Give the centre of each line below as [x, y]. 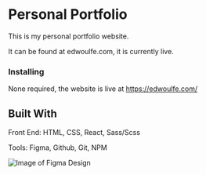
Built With [33, 113]
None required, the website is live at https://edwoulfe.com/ [103, 89]
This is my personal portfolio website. [69, 36]
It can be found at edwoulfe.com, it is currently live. [91, 51]
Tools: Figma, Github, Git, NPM [58, 148]
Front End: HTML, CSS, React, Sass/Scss [74, 133]
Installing [26, 71]
